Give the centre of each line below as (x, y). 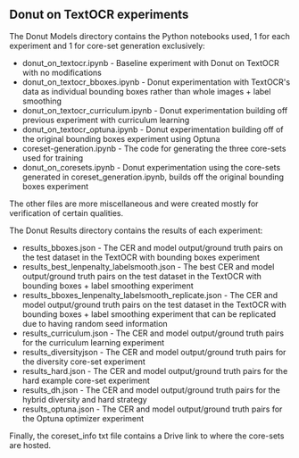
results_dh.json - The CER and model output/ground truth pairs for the (151, 390)
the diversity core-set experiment (83, 362)
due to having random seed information (95, 323)
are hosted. (30, 445)
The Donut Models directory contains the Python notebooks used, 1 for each (149, 36)
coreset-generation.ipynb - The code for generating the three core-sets (154, 148)
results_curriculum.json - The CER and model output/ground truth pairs (153, 333)
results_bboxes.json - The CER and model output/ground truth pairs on (153, 247)
